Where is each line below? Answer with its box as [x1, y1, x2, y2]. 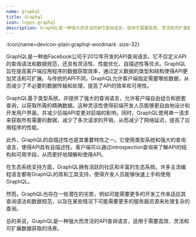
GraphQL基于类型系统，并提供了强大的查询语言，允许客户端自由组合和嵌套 [6, 95, 187, 102]
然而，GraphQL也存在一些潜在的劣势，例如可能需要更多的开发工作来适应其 [6, 191, 187, 198]
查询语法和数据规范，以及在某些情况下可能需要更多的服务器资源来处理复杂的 [6, 198, 190, 205]
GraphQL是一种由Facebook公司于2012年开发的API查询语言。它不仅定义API [6, 53, 187, 60]
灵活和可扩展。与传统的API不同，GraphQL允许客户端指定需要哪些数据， [10, 75, 184, 82]
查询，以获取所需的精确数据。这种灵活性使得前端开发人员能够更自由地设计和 [6, 102, 190, 109]
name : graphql [6, 8, 41, 15]
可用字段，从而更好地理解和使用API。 [16, 151, 107, 158]
